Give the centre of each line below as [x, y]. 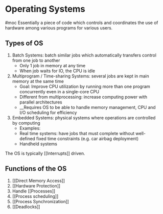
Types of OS [24, 43]
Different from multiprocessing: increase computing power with [83, 97]
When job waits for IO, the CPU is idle [57, 71]
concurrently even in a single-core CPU [59, 91]
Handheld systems [38, 144]
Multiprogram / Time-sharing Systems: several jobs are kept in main [81, 76]
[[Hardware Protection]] [36, 186]
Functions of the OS [36, 169]
